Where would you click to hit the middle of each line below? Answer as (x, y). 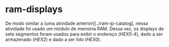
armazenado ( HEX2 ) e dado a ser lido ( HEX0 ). (53, 39)
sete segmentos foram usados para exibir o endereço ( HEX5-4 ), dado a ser (84, 34)
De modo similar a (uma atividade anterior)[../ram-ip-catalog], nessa (77, 23)
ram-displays (34, 9)
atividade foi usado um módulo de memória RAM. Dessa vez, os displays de (84, 28)
